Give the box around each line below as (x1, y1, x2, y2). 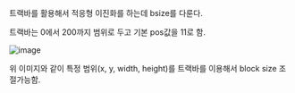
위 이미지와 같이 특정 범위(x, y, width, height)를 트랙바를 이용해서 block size (9, 63, 277, 73)
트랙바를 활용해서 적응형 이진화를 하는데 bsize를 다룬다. (9, 8, 204, 18)
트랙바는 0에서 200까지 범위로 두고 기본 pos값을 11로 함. (9, 27, 206, 38)
